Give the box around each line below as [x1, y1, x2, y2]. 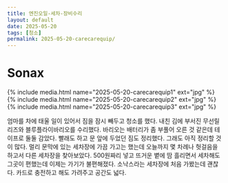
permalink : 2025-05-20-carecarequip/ [7, 36, 116, 43]
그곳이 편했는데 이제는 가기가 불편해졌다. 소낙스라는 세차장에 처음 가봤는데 [7, 160, 206, 169]
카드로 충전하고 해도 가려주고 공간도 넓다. [16, 169, 127, 177]
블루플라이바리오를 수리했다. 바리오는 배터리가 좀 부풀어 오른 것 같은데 [25, 125, 214, 134]
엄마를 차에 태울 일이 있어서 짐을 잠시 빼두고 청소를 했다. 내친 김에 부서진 [7, 117, 202, 125]
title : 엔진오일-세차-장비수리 [7, 10, 83, 17]
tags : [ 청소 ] [7, 29, 42, 36]
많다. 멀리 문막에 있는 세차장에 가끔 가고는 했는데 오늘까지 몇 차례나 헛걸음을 [14, 142, 218, 151]
